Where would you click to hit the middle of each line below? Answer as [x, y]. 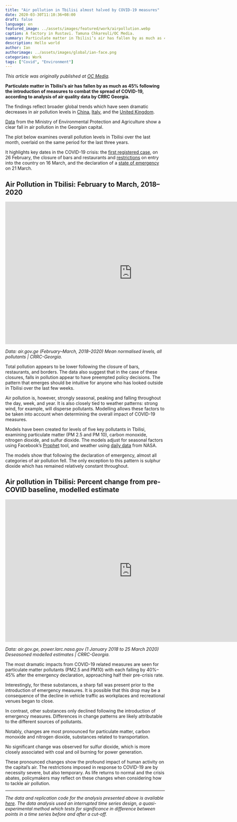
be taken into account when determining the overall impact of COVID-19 [80, 414]
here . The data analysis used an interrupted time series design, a [73, 803]
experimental [19, 808]
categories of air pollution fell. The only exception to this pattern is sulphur [83, 461]
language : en [19, 24]
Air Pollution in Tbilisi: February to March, [72, 184]
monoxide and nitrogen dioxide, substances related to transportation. [77, 737]
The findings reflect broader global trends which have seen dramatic [77, 106]
